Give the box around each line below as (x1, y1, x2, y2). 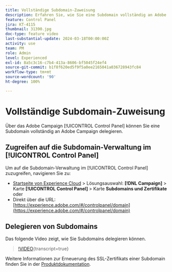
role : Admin (5, 50, 31, 55)
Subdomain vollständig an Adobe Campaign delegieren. (5, 128, 123, 134)
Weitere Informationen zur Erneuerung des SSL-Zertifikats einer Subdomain (5, 256, 165, 262)
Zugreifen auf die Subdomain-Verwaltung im (5, 143, 151, 152)
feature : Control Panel (5, 17, 56, 22)
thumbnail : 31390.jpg (5, 27, 52, 32)
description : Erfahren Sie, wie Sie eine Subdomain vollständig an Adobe (5, 12, 167, 17)
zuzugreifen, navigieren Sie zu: (5, 170, 71, 176)
